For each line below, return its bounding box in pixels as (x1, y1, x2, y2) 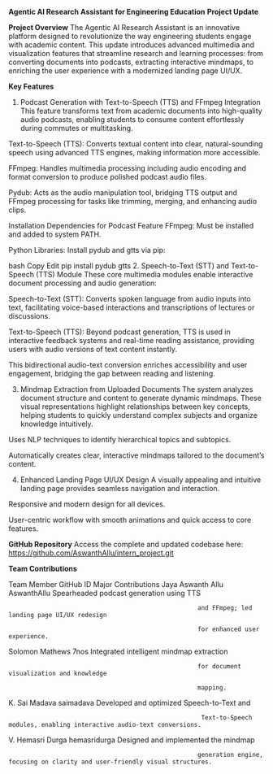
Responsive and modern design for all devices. (8, 499, 166, 509)
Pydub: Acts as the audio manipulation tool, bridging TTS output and (8, 188, 238, 198)
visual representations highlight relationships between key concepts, (19, 402, 250, 411)
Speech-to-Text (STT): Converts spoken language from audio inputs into (8, 294, 252, 303)
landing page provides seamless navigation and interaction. (19, 484, 220, 493)
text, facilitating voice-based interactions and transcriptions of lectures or (8, 302, 255, 312)
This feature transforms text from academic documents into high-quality (19, 106, 262, 115)
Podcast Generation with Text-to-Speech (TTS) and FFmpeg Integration (19, 98, 262, 107)
